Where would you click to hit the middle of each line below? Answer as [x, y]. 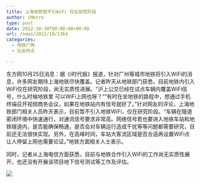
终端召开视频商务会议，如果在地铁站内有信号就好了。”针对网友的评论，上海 [98, 104]
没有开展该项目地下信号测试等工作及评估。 [79, 161]
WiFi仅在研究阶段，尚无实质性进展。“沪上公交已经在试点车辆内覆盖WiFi [94, 89]
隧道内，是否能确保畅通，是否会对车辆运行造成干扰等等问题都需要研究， [100, 126]
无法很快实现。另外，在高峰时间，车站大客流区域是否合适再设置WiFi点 [103, 134]
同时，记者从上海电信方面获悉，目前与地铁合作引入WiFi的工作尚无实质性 [95, 154]
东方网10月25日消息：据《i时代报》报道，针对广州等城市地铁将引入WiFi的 [97, 74]
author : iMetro [25, 17]
